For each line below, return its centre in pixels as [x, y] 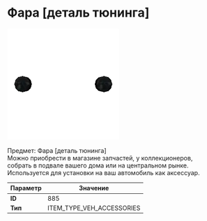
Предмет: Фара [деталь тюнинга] [57, 150]
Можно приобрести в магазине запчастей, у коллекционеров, [100, 158]
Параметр [26, 188]
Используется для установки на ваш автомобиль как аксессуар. [103, 172]
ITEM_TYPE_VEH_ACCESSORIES [94, 208]
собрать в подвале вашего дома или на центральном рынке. [98, 165]
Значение [94, 188]
